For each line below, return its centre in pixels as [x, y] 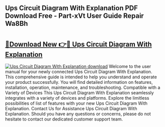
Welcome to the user [130, 66]
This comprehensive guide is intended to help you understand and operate [81, 77]
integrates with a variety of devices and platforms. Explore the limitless [77, 98]
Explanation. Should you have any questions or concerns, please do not [78, 114]
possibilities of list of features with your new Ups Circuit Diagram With [76, 103]
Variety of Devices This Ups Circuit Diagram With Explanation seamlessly [80, 93]
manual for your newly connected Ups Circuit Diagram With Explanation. [79, 72]
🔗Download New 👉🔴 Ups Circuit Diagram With [79, 44]
